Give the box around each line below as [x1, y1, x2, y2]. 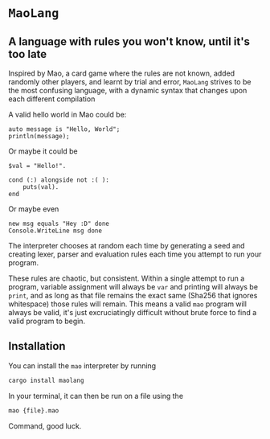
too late [8, 47, 47, 61]
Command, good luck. [8, 421, 82, 431]
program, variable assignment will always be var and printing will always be [8, 282, 259, 291]
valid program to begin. [8, 316, 86, 326]
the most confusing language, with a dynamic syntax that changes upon [8, 86, 247, 95]
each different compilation [8, 94, 96, 104]
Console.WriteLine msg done [8, 227, 103, 235]
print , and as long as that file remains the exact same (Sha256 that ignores [8, 291, 258, 300]
